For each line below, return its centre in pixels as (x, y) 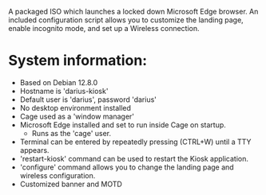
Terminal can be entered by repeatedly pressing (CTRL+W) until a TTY (135, 142)
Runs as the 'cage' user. (71, 133)
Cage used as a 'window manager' (77, 116)
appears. (34, 150)
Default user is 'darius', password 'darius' (88, 99)
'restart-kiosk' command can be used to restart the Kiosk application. (134, 158)
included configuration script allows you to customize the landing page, (126, 20)
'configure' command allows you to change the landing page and (127, 167)
